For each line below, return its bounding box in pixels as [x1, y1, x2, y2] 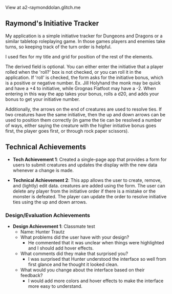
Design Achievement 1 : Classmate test [12, 223, 95, 229]
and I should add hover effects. [28, 245, 94, 251]
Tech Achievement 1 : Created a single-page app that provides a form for [12, 156, 167, 162]
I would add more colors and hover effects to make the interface [28, 278, 164, 284]
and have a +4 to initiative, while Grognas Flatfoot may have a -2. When [5, 85, 156, 91]
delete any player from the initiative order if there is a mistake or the [12, 188, 156, 194]
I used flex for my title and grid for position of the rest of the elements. [5, 53, 154, 59]
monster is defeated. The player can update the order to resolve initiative [12, 193, 167, 199]
